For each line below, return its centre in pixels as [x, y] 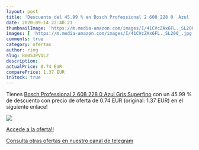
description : [22, 61]
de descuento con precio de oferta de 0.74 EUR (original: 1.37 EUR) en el [95, 100]
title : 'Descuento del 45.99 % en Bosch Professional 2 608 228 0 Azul [98, 17]
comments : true [25, 39]
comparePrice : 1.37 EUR [36, 72]
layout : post [22, 12]
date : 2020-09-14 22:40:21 [39, 22]
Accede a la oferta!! [30, 129]
